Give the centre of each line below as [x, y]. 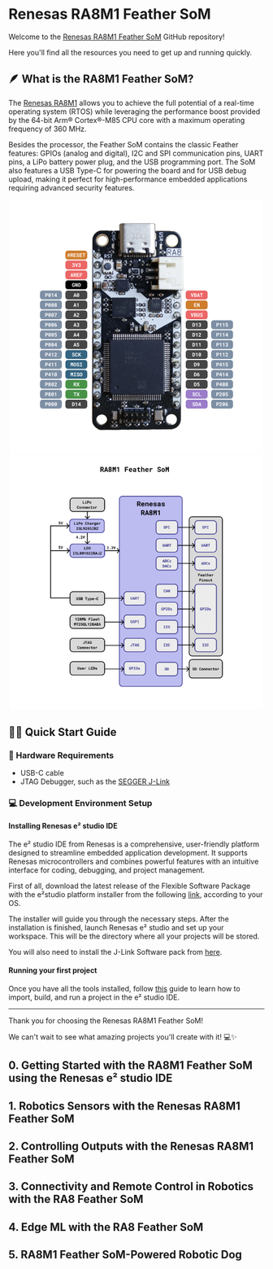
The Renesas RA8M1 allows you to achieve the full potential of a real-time [131, 103]
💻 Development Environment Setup [80, 803]
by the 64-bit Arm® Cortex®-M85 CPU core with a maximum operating [127, 120]
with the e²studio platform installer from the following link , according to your [136, 894]
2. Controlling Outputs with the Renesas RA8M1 [131, 1146]
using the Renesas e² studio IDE [91, 1078]
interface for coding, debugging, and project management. [107, 870]
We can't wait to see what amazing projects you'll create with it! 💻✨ [123, 1037]
